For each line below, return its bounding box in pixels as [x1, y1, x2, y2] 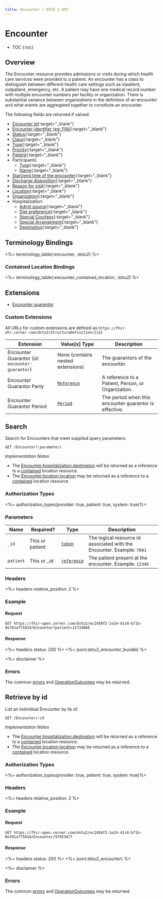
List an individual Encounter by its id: [5, 706, 79, 712]
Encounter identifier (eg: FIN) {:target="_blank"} [12, 126, 107, 132]
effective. [101, 406, 124, 413]
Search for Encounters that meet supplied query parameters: [5, 435, 127, 441]
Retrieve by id [5, 693, 48, 701]
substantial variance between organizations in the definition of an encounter [5, 97, 158, 103]
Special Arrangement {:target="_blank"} [19, 219, 98, 225]
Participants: [12, 157, 38, 163]
